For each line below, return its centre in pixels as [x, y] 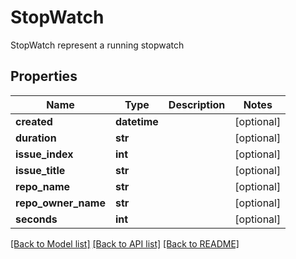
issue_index [44, 154]
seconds [36, 219]
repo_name [43, 186]
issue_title [40, 170]
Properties [44, 76]
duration [36, 138]
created [34, 121]
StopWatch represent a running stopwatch [97, 45]
